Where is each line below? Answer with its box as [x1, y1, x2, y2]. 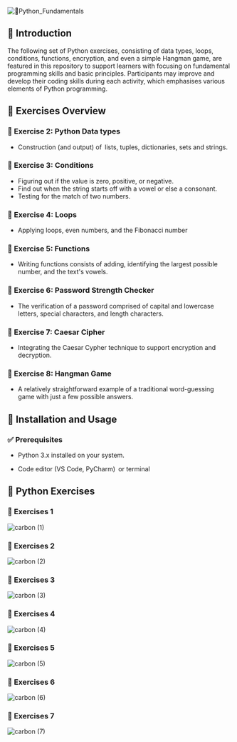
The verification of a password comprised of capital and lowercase [17, 301, 215, 310]
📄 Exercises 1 [7, 507, 53, 517]
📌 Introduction [7, 27, 73, 39]
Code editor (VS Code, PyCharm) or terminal [17, 464, 151, 473]
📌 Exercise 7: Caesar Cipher [7, 327, 105, 337]
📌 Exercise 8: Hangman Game [7, 369, 112, 378]
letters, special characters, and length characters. [17, 309, 164, 318]
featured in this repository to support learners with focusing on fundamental [7, 61, 230, 70]
